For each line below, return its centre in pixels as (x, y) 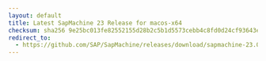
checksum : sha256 (37, 30)
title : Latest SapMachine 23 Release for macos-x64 (95, 23)
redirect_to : (30, 38)
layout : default (35, 15)
